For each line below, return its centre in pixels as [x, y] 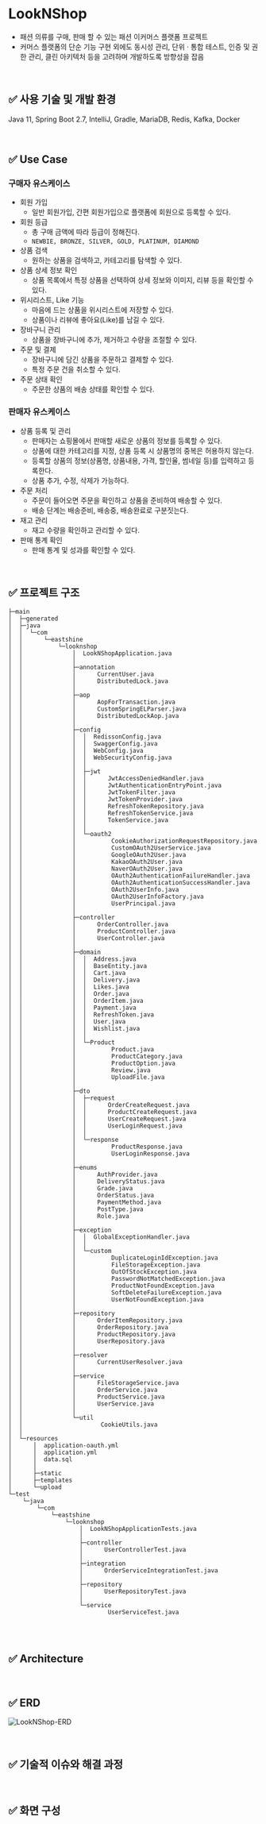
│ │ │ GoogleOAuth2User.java [97, 854]
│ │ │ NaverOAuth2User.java [95, 869]
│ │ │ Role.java [69, 1216]
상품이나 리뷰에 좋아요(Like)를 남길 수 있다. [98, 320]
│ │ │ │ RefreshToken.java [81, 1014]
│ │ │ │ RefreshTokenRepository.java [106, 806]
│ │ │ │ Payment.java [72, 1008]
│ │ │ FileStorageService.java [94, 1382]
